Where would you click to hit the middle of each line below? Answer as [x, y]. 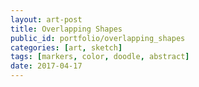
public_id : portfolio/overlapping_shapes [98, 38]
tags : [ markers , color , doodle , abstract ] [100, 57]
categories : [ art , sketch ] [66, 47]
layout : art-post [46, 19]
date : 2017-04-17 [46, 66]
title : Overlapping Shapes [66, 29]
